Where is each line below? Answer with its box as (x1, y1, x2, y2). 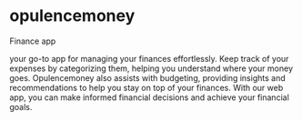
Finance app (9, 35, 56, 46)
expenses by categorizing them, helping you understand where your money (9, 63, 294, 74)
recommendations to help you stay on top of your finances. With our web (9, 82, 284, 93)
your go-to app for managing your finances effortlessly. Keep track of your (9, 53, 289, 64)
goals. (9, 101, 33, 112)
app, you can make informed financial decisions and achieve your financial (9, 92, 289, 103)
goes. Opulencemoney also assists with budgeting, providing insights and (9, 72, 286, 83)
